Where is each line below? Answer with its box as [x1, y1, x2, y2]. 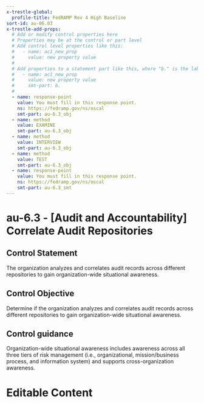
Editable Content [6, 385, 93, 399]
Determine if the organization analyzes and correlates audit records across [6, 304, 194, 312]
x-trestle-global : [6, 9, 53, 15]
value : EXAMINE [17, 123, 56, 129]
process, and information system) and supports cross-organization [6, 358, 174, 365]
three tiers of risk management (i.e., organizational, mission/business [6, 351, 179, 358]
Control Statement [6, 248, 78, 259]
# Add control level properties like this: [12, 43, 123, 49]
